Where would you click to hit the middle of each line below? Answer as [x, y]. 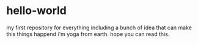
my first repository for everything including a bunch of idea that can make [99, 28]
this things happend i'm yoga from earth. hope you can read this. [88, 34]
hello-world [37, 11]
